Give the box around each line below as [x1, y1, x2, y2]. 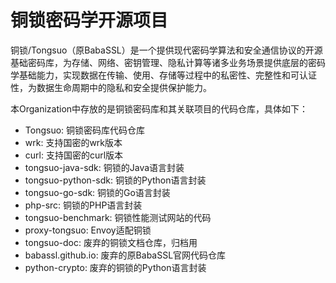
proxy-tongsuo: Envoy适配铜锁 [24, 224, 152, 236]
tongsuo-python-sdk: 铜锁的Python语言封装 [24, 174, 207, 186]
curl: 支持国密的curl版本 [24, 149, 124, 161]
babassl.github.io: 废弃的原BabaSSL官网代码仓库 [24, 249, 227, 261]
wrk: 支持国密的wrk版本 [24, 136, 123, 148]
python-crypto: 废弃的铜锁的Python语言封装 [24, 261, 207, 273]
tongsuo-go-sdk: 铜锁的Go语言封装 [24, 186, 171, 198]
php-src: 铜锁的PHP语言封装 [24, 199, 143, 211]
